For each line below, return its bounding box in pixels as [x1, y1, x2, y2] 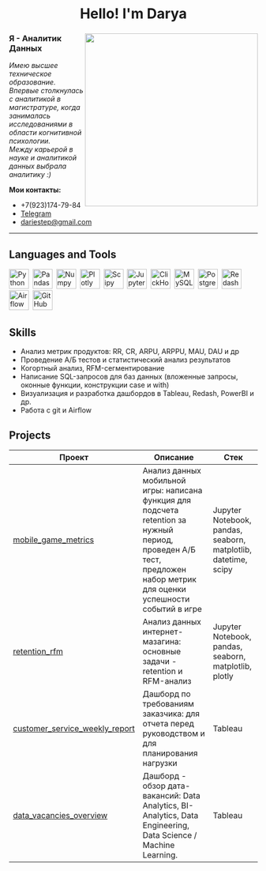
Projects [9, 428, 51, 442]
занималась [9, 111, 51, 121]
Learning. [142, 849, 178, 860]
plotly [212, 670, 234, 681]
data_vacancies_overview [13, 809, 108, 820]
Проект [58, 451, 89, 462]
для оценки [142, 583, 186, 594]
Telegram [20, 209, 52, 218]
